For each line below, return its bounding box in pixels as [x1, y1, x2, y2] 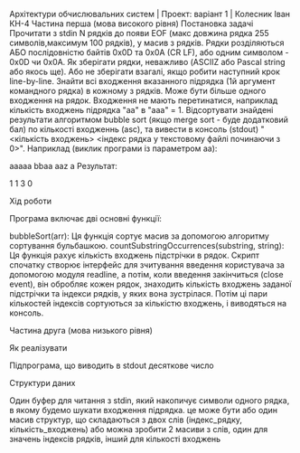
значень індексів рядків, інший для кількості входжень [9, 434, 221, 444]
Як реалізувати [9, 343, 68, 353]
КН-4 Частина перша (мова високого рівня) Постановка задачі [9, 18, 254, 29]
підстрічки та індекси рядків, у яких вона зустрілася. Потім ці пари [9, 288, 268, 298]
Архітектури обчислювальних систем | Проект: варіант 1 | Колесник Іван [9, 9, 291, 19]
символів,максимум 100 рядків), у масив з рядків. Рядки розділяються [9, 37, 285, 48]
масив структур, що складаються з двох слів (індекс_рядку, [9, 414, 242, 425]
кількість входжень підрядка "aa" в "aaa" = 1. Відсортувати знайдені [9, 105, 274, 115]
